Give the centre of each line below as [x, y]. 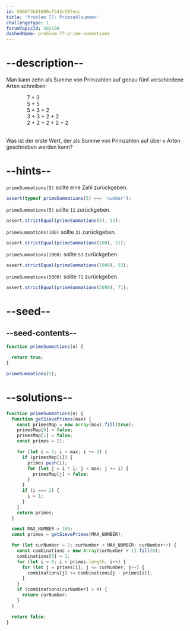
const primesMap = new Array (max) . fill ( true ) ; [75, 425]
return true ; [28, 357]
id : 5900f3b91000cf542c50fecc [44, 12]
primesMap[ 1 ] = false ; [45, 436]
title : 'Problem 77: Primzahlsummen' [53, 17]
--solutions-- [39, 398]
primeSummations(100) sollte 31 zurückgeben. [61, 232]
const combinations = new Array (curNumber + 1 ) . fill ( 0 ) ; [89, 551]
